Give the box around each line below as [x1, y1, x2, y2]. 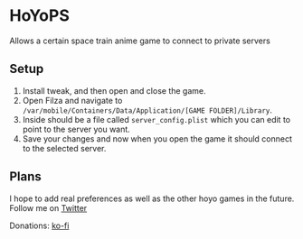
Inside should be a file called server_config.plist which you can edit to [22, 114, 291, 124]
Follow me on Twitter [9, 202, 88, 213]
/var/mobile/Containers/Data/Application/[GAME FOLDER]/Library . [22, 105, 273, 115]
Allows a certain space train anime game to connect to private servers [9, 35, 271, 46]
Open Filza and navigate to [22, 95, 123, 106]
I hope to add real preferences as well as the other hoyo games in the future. [9, 193, 295, 204]
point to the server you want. [22, 124, 131, 134]
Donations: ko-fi [9, 220, 70, 231]
